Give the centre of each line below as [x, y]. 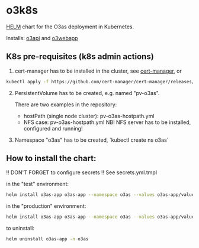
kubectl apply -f [28, 81]
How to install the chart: [51, 159]
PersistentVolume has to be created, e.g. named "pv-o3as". [87, 93]
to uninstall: [20, 229]
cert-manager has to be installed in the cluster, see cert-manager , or [98, 71]
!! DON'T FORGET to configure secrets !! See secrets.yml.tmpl [82, 172]
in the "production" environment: [46, 206]
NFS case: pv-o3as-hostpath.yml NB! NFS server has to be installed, [107, 122]
